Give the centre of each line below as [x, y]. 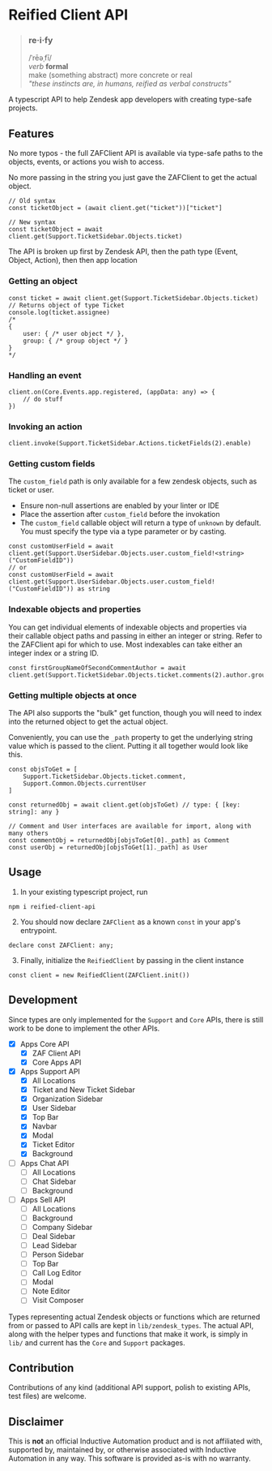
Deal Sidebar [54, 1237]
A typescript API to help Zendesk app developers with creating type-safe [130, 100]
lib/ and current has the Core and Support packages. [97, 1342]
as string [94, 589]
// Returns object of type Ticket [67, 305]
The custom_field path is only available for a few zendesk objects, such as [133, 481]
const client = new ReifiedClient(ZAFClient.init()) [99, 975]
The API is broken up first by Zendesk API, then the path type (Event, [123, 252]
